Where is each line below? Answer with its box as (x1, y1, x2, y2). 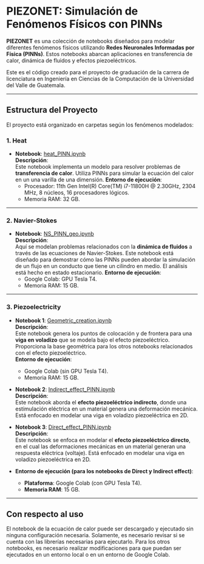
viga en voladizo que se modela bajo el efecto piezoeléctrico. (15, 336, 170, 344)
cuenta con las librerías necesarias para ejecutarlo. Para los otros (6, 538, 170, 546)
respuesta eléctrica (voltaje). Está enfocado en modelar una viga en (15, 449, 185, 456)
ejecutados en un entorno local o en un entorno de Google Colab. (6, 551, 171, 559)
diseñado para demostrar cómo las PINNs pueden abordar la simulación (15, 256, 195, 263)
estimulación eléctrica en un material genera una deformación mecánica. (15, 405, 198, 412)
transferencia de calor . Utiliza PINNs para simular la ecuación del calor (15, 169, 194, 177)
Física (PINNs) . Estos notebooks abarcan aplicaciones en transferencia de (6, 50, 193, 57)
